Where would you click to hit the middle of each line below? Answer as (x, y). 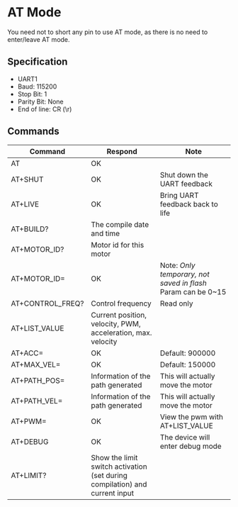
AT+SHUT (27, 179)
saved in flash (183, 283)
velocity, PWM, (116, 323)
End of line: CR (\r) (45, 109)
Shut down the (184, 174)
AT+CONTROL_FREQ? (47, 303)
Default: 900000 (188, 353)
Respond (122, 151)
